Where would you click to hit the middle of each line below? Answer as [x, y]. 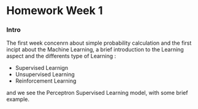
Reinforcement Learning [46, 81]
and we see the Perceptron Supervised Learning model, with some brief [97, 93]
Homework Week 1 [55, 11]
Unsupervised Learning [45, 75]
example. [18, 99]
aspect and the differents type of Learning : [61, 56]
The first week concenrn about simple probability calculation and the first [99, 43]
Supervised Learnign [42, 68]
